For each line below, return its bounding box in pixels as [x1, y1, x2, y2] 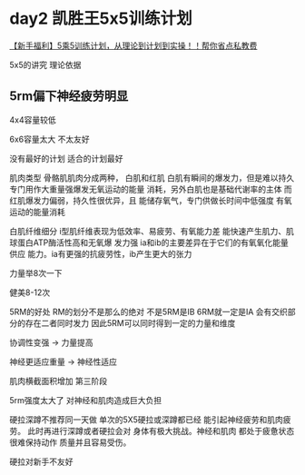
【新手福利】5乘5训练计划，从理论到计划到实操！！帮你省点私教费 [9, 40, 258, 51]
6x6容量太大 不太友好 [9, 134, 90, 144]
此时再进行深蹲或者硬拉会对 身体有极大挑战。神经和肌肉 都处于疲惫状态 [26, 425, 295, 436]
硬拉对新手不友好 [9, 456, 74, 467]
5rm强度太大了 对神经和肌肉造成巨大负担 [9, 394, 162, 405]
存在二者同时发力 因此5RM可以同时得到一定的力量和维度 [25, 317, 236, 328]
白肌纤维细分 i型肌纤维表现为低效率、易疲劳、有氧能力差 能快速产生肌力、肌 [9, 225, 295, 236]
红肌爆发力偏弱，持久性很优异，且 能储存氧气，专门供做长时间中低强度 [9, 194, 274, 205]
